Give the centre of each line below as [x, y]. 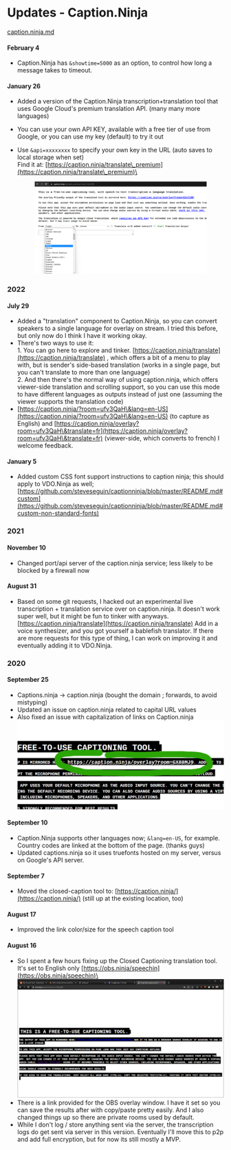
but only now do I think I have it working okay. [82, 336]
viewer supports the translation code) [70, 402]
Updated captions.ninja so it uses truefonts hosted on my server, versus [119, 852]
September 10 [27, 823]
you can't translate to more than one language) [84, 372]
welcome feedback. [45, 445]
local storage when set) [51, 157]
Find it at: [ [32, 165]
